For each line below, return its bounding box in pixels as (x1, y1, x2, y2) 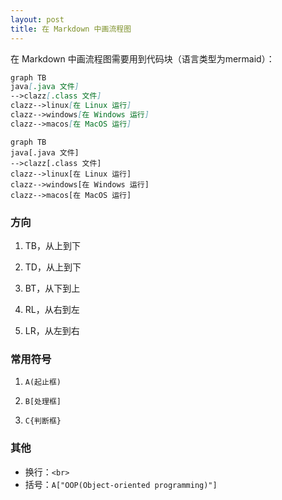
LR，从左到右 (24, 325, 80, 337)
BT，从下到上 (24, 282, 81, 295)
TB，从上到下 (24, 240, 81, 252)
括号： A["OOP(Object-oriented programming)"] (24, 478, 218, 490)
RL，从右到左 (24, 304, 80, 316)
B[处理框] (24, 397, 62, 407)
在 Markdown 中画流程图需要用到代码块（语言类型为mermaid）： (10, 52, 275, 65)
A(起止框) (24, 377, 62, 388)
